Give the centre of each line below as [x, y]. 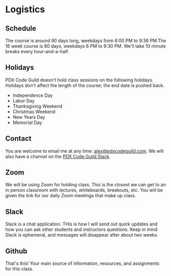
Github [16, 251]
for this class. [20, 269]
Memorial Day [27, 122]
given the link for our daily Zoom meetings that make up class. [71, 196]
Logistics [25, 9]
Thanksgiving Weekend [38, 106]
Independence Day [33, 95]
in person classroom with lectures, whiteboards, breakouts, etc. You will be [84, 190]
